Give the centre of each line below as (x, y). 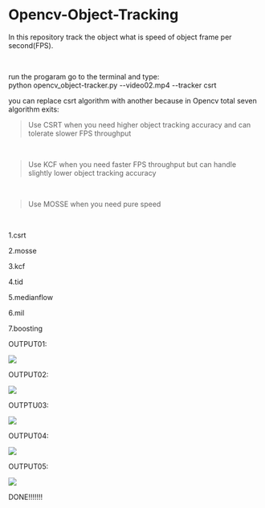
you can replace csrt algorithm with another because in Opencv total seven (132, 100)
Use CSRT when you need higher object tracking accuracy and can (139, 124)
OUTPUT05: (29, 466)
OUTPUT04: (29, 436)
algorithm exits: (34, 109)
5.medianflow (31, 297)
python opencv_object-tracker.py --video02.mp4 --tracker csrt (112, 85)
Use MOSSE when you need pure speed (94, 204)
